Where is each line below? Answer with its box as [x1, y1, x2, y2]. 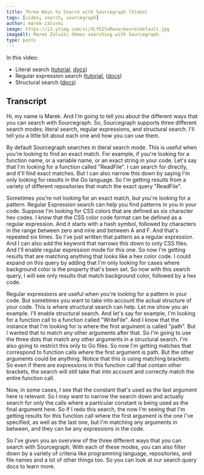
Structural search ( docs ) [15, 79, 76, 86]
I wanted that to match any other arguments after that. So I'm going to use [6, 329, 191, 336]
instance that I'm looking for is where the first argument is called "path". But [6, 322, 196, 329]
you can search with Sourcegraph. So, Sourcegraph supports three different [6, 119, 197, 126]
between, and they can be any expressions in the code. [6, 424, 145, 432]
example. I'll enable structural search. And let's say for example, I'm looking [6, 309, 195, 317]
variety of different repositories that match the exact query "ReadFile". [6, 182, 182, 189]
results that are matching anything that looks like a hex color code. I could [6, 252, 191, 259]
